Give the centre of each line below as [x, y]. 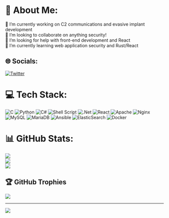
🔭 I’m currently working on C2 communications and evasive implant [75, 24]
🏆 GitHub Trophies [36, 182]
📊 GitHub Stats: [39, 138]
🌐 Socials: [22, 62]
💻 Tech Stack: [36, 94]
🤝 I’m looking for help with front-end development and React [68, 40]
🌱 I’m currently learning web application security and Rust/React [72, 45]
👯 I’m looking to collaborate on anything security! [56, 35]
